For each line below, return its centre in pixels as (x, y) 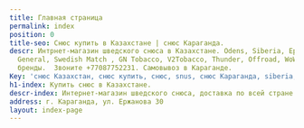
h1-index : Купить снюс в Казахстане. (81, 85)
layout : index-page (46, 110)
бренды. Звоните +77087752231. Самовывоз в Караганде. (125, 69)
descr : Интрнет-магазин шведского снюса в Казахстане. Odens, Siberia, (147, 51)
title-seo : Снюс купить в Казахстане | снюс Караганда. (117, 43)
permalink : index (42, 26)
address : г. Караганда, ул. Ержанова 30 (87, 101)
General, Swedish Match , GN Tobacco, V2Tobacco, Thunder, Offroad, (149, 59)
